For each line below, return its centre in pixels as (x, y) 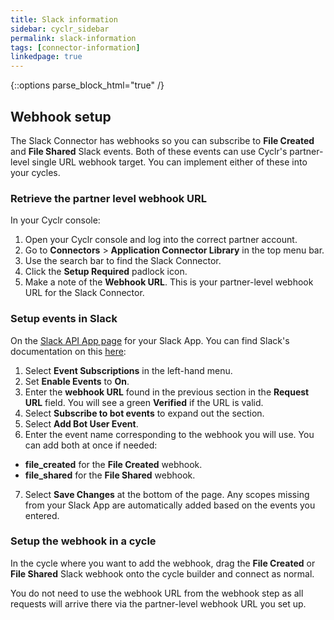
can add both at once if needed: (91, 445)
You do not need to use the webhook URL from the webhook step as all (157, 593)
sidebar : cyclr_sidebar (60, 29)
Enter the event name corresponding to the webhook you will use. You (169, 434)
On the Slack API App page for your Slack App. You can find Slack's (150, 340)
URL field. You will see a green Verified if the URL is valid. (144, 402)
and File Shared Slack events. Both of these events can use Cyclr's (149, 151)
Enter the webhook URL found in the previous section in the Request (167, 392)
